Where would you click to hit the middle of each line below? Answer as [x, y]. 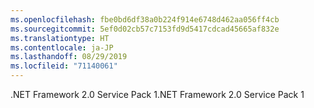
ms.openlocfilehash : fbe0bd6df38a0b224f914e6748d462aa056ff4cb [145, 19]
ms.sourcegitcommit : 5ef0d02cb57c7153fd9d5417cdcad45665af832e [145, 29]
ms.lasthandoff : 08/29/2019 [69, 57]
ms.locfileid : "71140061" [64, 66]
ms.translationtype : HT [60, 38]
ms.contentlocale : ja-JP [62, 47]
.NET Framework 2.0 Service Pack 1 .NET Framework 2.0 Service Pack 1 [157, 94]
